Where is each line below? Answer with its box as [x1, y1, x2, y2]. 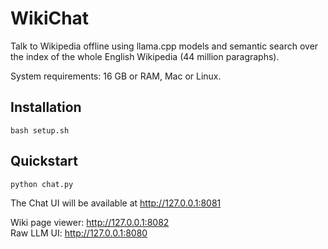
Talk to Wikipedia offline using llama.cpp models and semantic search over [10, 40, 319, 52]
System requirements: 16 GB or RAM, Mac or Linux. [10, 70, 222, 82]
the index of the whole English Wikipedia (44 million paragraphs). [10, 50, 280, 62]
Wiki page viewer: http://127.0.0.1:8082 [10, 216, 170, 228]
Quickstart [10, 153, 79, 170]
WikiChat [10, 7, 90, 30]
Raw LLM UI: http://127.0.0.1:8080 [10, 227, 148, 239]
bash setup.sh [10, 125, 70, 136]
